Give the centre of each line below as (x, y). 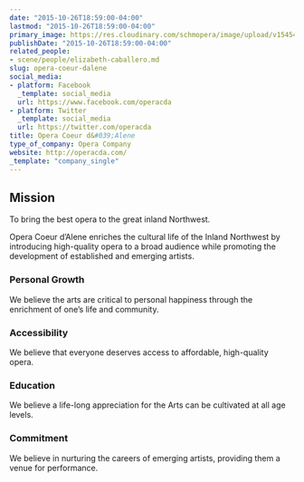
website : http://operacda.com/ (68, 152)
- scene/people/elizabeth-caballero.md (85, 60)
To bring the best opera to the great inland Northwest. (110, 219)
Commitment (39, 439)
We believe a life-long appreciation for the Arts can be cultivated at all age (148, 405)
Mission (33, 197)
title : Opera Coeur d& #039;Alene (72, 136)
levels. (21, 415)
